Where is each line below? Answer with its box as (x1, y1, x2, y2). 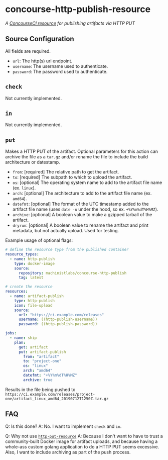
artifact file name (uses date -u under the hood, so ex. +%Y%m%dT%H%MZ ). (12, 206, 158, 212)
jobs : (5, 331, 17, 336)
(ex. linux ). (12, 185, 36, 191)
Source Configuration (5, 35, 74, 43)
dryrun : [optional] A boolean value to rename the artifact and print (12, 222, 149, 228)
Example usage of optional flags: (5, 237, 73, 243)
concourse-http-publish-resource (5, 4, 151, 15)
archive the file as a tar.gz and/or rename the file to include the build (5, 154, 148, 160)
